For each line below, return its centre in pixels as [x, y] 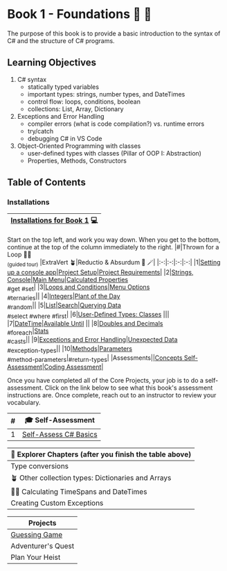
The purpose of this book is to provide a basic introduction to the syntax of [114, 33]
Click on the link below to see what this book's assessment [129, 388]
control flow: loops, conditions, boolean [84, 101]
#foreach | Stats [28, 331]
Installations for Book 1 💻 [54, 220]
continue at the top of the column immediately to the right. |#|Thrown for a [113, 247]
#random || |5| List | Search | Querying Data [64, 306]
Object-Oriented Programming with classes [79, 146]
